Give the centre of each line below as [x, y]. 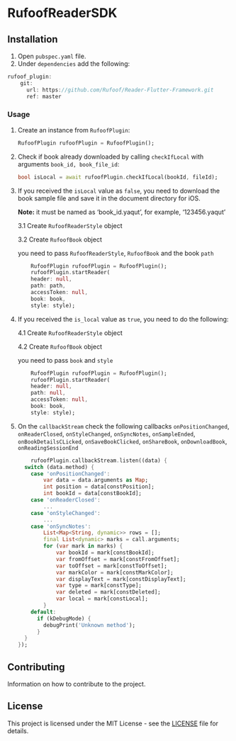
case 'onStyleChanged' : [66, 513]
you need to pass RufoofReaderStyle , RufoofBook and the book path [116, 253]
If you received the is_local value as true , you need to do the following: [123, 319]
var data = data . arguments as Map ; [96, 480]
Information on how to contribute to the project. [77, 684]
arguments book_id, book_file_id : [68, 164]
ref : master [44, 96]
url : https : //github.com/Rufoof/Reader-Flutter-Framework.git [120, 90]
